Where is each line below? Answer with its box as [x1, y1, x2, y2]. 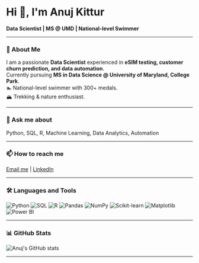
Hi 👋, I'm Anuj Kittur [6, 5, 105, 19]
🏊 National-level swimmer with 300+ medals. [6, 84, 118, 91]
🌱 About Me [6, 45, 41, 53]
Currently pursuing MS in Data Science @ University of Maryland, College [6, 71, 190, 79]
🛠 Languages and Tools [6, 186, 77, 194]
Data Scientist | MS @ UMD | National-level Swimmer [6, 25, 139, 32]
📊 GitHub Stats [6, 229, 52, 238]
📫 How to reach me [6, 150, 64, 158]
